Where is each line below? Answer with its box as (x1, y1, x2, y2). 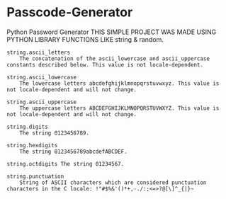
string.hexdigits (6, 142, 58, 149)
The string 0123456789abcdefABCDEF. (19, 148, 128, 155)
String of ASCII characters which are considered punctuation (19, 178, 207, 186)
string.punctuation (6, 173, 64, 180)
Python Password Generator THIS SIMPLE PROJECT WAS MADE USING (6, 28, 217, 36)
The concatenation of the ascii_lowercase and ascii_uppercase (19, 55, 210, 62)
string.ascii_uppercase (6, 98, 77, 106)
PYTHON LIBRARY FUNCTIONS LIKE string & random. (6, 35, 164, 43)
